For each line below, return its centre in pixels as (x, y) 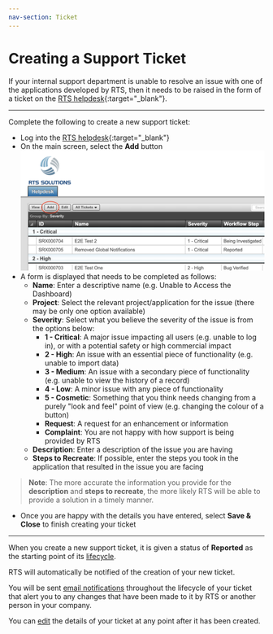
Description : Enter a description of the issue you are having (132, 449)
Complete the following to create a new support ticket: (100, 121)
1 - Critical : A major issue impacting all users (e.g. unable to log (151, 337)
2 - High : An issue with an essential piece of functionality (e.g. (149, 354)
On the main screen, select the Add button (91, 146)
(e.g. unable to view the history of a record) (117, 380)
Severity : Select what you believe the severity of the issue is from (143, 319)
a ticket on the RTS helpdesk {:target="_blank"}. (88, 98)
